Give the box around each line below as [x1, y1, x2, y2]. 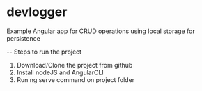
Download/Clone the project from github [16, 61, 133, 69]
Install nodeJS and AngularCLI [16, 68, 104, 77]
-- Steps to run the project [6, 48, 81, 56]
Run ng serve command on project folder [16, 75, 135, 83]
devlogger [6, 4, 68, 20]
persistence [6, 34, 41, 42]
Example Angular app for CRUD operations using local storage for [6, 27, 196, 35]
